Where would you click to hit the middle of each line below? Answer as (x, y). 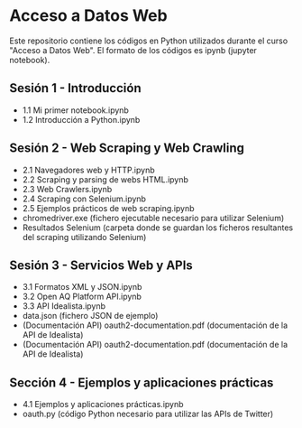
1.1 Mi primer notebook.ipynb (75, 110)
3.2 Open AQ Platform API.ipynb (82, 297)
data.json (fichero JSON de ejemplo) (90, 316)
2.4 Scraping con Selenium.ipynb (84, 199)
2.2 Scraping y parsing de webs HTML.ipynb (105, 179)
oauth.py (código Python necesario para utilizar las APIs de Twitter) (148, 414)
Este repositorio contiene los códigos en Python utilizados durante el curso (149, 41)
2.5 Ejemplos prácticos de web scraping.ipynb (109, 208)
